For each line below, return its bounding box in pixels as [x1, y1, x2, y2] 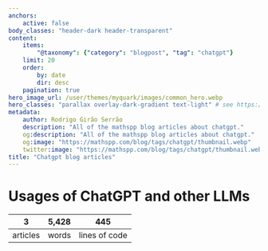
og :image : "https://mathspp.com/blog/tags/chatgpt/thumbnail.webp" [22, 137, 251, 146]
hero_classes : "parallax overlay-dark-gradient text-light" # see [8, 101, 234, 109]
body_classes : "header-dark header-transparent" [8, 26, 173, 34]
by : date [37, 71, 66, 79]
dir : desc [37, 78, 69, 86]
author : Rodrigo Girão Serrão [22, 116, 124, 124]
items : [22, 42, 45, 50]
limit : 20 [22, 57, 56, 65]
